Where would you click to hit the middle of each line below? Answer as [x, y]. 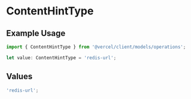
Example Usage [36, 33]
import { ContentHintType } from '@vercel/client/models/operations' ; [96, 47]
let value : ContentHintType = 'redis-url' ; [61, 58]
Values [19, 76]
